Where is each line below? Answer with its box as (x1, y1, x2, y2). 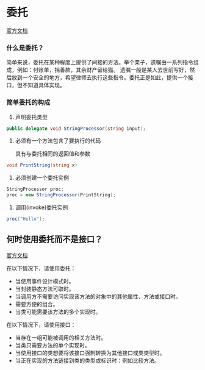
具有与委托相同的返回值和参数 (15, 150, 90, 157)
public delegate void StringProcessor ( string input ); (6, 126, 146, 132)
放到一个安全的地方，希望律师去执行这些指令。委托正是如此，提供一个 (11, 74, 188, 81)
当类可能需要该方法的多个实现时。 (15, 308, 101, 315)
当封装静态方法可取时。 (15, 285, 74, 293)
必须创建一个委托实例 (15, 174, 69, 182)
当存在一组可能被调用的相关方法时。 (15, 333, 107, 341)
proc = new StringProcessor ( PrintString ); (6, 192, 116, 198)
